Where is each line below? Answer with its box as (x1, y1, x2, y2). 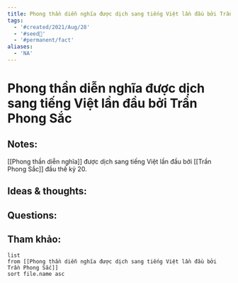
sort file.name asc (7, 270, 65, 278)
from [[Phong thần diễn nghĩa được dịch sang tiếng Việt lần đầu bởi (7, 258, 217, 265)
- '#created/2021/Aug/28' (13, 23, 91, 30)
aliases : (7, 43, 33, 50)
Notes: (7, 139, 38, 151)
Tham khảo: (7, 233, 62, 246)
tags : (7, 17, 23, 24)
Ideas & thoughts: (7, 185, 87, 197)
